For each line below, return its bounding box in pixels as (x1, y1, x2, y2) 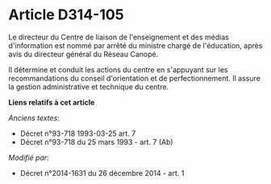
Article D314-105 (8, 6, 124, 24)
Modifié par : (8, 153, 50, 162)
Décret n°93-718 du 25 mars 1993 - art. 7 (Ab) (19, 137, 173, 146)
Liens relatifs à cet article (8, 97, 95, 107)
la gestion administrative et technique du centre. (8, 82, 169, 92)
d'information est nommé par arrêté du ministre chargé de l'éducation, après (8, 40, 263, 50)
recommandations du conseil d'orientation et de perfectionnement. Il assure (8, 73, 261, 83)
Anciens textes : (8, 112, 60, 122)
